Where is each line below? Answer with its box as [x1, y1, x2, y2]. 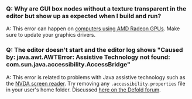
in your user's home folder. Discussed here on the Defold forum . [6, 86, 161, 93]
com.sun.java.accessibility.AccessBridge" [6, 61, 131, 69]
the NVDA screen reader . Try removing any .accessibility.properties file [6, 80, 186, 87]
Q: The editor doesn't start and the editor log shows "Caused [6, 46, 183, 54]
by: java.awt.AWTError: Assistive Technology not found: [6, 53, 171, 61]
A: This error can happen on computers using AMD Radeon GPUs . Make [6, 25, 180, 32]
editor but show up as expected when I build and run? [6, 12, 162, 20]
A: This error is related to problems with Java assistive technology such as [6, 73, 186, 80]
